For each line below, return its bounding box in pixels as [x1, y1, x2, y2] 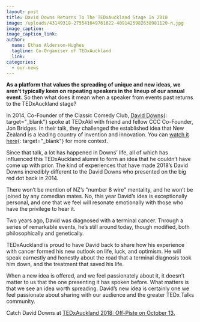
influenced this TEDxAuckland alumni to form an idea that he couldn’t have [6, 156, 191, 163]
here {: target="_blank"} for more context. [6, 138, 108, 145]
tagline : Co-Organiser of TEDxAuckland [11, 48, 112, 54]
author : [6, 37, 26, 43]
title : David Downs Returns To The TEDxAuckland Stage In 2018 [6, 14, 168, 20]
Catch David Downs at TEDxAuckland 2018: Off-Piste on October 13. [6, 309, 175, 317]
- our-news [11, 64, 39, 71]
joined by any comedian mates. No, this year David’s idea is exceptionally [6, 193, 187, 200]
